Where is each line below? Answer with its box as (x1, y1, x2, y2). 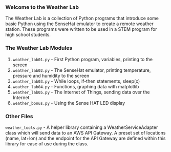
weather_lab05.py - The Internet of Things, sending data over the (12, 89, 150, 95)
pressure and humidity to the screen (12, 72, 90, 79)
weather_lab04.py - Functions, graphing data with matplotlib (12, 83, 139, 89)
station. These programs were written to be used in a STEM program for (5, 26, 157, 32)
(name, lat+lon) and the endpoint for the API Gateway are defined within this (5, 135, 166, 141)
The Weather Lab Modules (5, 45, 73, 52)
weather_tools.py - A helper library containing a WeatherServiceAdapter (5, 124, 158, 130)
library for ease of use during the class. (5, 140, 89, 147)
